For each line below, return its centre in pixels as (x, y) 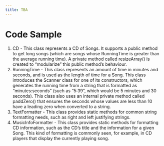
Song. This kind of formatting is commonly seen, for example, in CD (82, 133)
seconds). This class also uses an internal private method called (78, 96)
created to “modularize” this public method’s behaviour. (69, 64)
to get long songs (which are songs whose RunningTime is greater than (86, 53)
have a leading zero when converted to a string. (61, 106)
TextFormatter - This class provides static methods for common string (84, 112)
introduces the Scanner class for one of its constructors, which (77, 80)
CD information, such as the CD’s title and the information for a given (83, 128)
